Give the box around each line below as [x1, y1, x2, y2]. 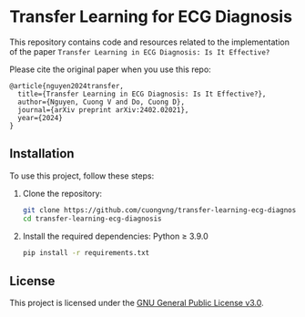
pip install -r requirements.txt [22, 248, 150, 257]
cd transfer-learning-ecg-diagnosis [22, 214, 162, 223]
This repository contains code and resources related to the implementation [9, 36, 290, 47]
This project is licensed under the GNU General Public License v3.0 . [9, 298, 264, 309]
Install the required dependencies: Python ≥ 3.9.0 [22, 230, 208, 241]
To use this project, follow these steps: [9, 170, 155, 181]
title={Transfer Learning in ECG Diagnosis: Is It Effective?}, [17, 89, 267, 98]
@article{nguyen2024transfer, [9, 81, 125, 90]
